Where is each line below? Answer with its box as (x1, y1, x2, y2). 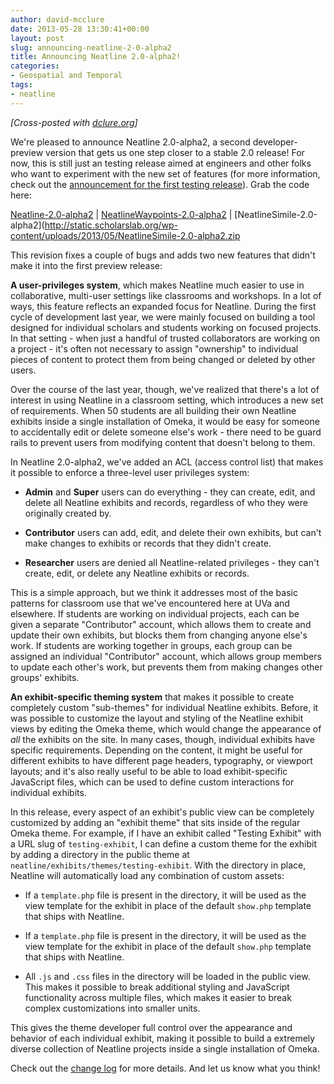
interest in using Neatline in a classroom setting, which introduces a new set (10, 394, 324, 406)
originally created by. (24, 507, 112, 519)
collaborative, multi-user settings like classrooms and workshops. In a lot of (10, 289, 322, 301)
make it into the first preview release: (10, 259, 163, 271)
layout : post (10, 33, 65, 43)
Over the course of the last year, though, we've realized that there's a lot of (10, 383, 320, 395)
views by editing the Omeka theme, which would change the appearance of (10, 722, 322, 735)
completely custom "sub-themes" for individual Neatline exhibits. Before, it (10, 701, 319, 713)
